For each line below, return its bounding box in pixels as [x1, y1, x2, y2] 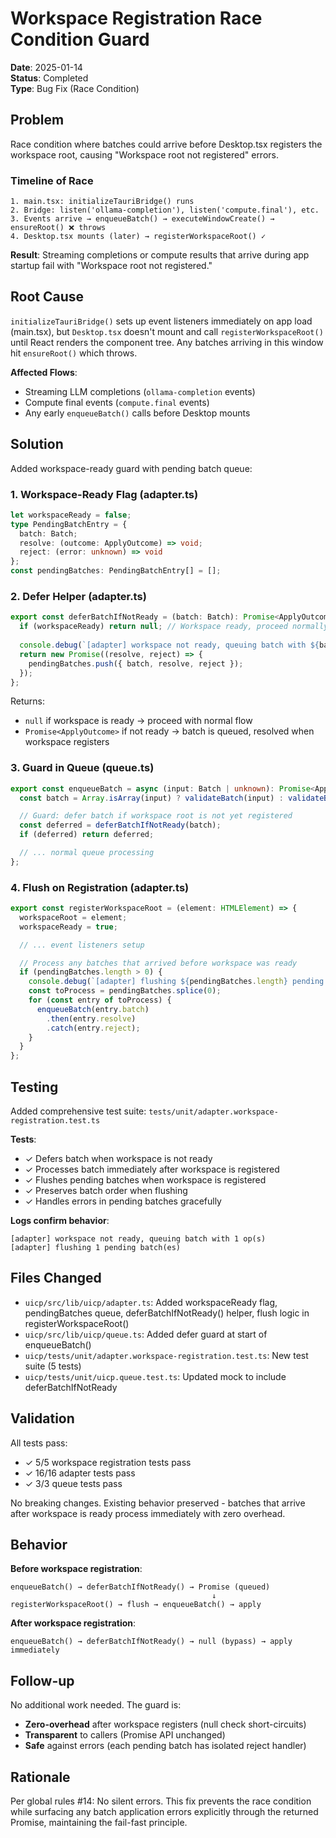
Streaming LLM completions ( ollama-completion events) [24, 385, 256, 397]
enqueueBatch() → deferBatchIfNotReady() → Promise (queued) [10, 1582, 271, 1592]
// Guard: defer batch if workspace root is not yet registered [19, 811, 293, 821]
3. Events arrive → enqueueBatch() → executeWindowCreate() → [10, 214, 275, 224]
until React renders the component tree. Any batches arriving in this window [10, 336, 324, 348]
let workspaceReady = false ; [10, 510, 132, 520]
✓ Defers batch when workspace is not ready [24, 1153, 213, 1165]
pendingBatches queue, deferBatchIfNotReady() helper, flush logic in [24, 1307, 310, 1319]
